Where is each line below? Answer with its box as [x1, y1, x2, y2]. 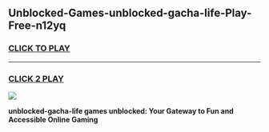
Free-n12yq [8, 19, 66, 33]
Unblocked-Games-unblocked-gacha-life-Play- [8, 6, 252, 20]
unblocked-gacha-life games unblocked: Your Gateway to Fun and [8, 106, 234, 115]
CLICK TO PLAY [8, 43, 70, 54]
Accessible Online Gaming [8, 114, 98, 124]
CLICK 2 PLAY [8, 73, 64, 84]
